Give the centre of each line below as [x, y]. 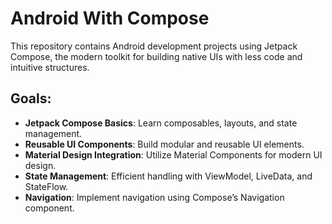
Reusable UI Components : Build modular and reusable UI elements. [164, 144]
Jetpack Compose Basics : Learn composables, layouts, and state [161, 123]
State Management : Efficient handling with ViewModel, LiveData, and [168, 176]
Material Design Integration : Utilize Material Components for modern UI [173, 154]
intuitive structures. [50, 67]
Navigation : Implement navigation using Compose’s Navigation [154, 197]
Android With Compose [110, 18]
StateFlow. [46, 186]
